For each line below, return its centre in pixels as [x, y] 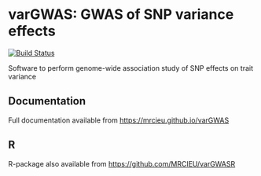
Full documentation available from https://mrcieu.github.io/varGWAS [119, 120]
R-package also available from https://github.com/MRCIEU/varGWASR [122, 163]
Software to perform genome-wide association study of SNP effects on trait [131, 68]
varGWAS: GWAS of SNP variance [121, 15]
